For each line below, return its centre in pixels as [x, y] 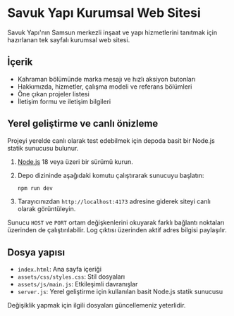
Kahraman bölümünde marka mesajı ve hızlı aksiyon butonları [106, 79]
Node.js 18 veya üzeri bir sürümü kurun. [75, 162]
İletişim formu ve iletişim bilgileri [64, 101]
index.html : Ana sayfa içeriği [60, 270]
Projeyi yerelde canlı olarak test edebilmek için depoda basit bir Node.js [111, 140]
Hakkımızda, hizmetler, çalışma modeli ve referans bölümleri [105, 87]
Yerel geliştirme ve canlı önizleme [83, 124]
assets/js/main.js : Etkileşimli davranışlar [78, 284]
